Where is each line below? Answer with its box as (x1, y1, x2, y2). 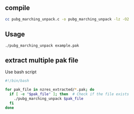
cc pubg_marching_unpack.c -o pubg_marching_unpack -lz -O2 (5, 16, 130, 21)
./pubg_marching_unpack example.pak (5, 43, 79, 48)
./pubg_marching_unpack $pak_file (14, 96, 84, 101)
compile (5, 4, 30, 12)
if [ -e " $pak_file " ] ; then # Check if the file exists (9, 92, 130, 97)
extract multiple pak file (5, 56, 79, 65)
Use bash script (5, 69, 37, 75)
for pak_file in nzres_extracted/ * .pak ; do (5, 87, 95, 92)
